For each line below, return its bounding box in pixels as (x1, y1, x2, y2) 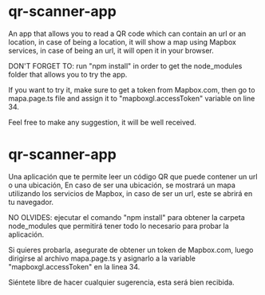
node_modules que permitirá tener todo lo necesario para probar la (8, 221, 229, 230)
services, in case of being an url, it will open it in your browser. (8, 45, 214, 55)
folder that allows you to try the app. (8, 69, 128, 79)
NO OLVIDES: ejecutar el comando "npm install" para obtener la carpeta (8, 212, 245, 222)
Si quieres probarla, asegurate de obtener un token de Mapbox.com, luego (8, 245, 254, 254)
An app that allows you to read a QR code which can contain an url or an (8, 29, 247, 38)
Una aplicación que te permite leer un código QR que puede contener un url (8, 171, 258, 181)
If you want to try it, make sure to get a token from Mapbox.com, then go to (8, 85, 255, 94)
